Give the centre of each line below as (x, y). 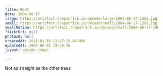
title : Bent (17, 9)
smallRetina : (18, 28)
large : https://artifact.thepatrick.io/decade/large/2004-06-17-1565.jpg (81, 18)
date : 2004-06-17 (23, 14)
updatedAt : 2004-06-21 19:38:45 (38, 46)
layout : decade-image (27, 50)
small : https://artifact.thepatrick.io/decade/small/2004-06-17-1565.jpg (81, 23)
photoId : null (19, 37)
